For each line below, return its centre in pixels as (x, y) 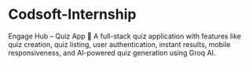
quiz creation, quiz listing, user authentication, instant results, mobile (119, 44)
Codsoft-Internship (72, 14)
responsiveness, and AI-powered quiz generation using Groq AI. (112, 52)
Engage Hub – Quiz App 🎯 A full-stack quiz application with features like (125, 36)
